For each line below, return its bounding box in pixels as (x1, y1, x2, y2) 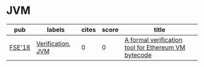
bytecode (124, 51, 152, 59)
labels (47, 25, 65, 34)
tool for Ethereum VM (124, 43, 186, 51)
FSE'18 (9, 43, 30, 51)
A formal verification (124, 36, 183, 44)
